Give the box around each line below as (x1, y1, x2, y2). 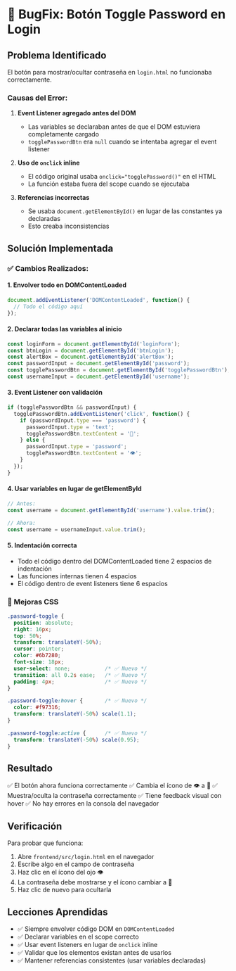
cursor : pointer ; (13, 645, 65, 653)
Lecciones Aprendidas (7, 906, 108, 918)
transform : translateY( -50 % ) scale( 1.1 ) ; (13, 711, 137, 718)
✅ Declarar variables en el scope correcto (17, 932, 139, 941)
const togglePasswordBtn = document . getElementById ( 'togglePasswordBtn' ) (7, 367, 228, 374)
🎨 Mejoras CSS (7, 597, 59, 607)
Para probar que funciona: (7, 839, 84, 847)
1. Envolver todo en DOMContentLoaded (7, 281, 126, 289)
